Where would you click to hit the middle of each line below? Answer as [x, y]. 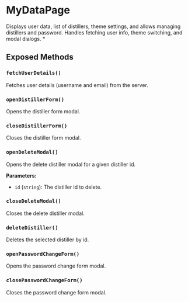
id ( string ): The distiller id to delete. [58, 187]
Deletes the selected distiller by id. [48, 239]
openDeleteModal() [32, 152]
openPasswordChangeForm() [43, 254]
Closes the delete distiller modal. [45, 213]
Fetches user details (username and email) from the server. [77, 85]
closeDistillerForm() [37, 126]
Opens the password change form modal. [56, 266]
